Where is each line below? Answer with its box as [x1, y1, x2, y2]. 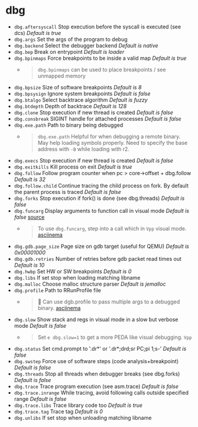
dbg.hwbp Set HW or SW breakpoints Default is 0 [14, 267, 132, 275]
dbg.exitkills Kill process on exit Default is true [14, 163, 132, 170]
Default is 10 [14, 261, 45, 269]
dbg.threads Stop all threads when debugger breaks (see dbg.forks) [14, 370, 180, 377]
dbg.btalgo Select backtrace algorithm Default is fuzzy [14, 96, 148, 103]
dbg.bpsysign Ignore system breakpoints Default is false [14, 90, 151, 97]
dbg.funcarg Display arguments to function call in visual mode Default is [14, 207, 190, 214]
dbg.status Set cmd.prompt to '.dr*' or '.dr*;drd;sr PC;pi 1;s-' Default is [14, 345, 187, 352]
